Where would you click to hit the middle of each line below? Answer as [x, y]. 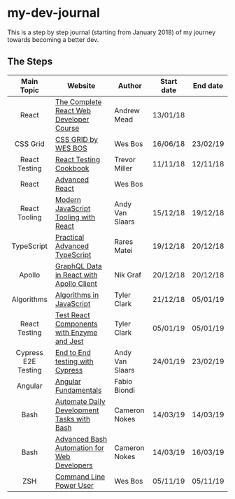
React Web [73, 110]
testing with [74, 361]
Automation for [80, 447]
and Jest [69, 341]
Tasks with [73, 419]
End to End [73, 352]
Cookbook [72, 168]
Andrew [127, 110]
